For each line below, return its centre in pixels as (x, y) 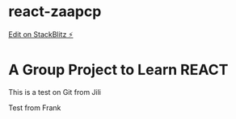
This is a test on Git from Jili (55, 92)
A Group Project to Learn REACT (118, 70)
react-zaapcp (55, 12)
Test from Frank (35, 108)
